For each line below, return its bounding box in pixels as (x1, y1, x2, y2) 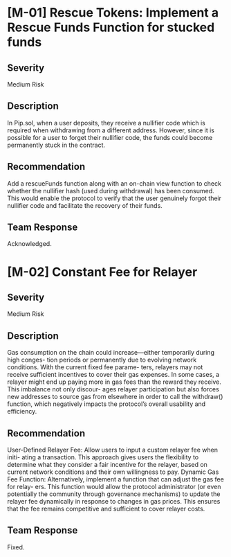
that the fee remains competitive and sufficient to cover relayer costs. (7, 504, 205, 513)
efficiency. (7, 407, 37, 416)
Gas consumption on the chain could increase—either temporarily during (7, 348, 214, 357)
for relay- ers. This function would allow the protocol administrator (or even (7, 483, 221, 491)
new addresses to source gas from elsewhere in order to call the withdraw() (7, 393, 223, 401)
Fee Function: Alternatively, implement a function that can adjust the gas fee (7, 475, 225, 484)
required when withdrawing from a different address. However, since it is (7, 126, 215, 134)
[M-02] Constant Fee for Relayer (7, 264, 198, 280)
